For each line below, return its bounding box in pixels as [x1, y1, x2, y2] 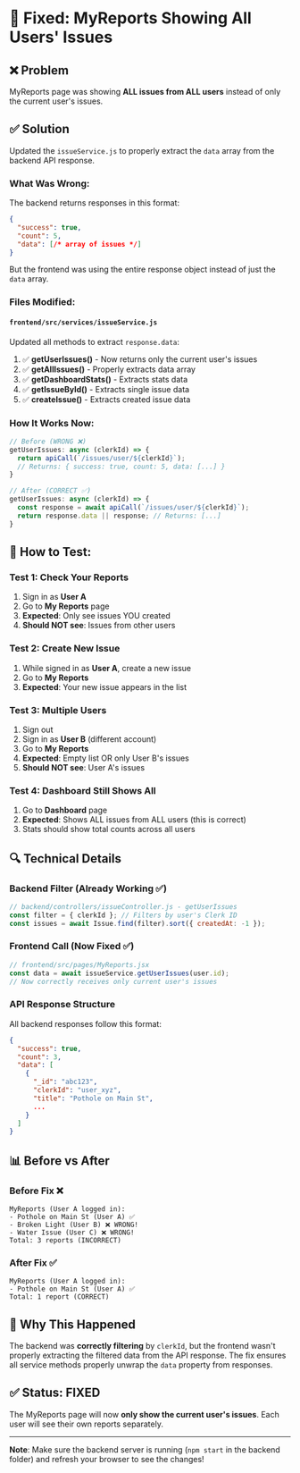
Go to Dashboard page [21, 804, 108, 816]
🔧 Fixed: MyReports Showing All [9, 8, 252, 29]
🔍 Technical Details [9, 851, 122, 866]
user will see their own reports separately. [9, 1418, 163, 1429]
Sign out [21, 724, 54, 735]
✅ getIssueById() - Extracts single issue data [21, 383, 190, 394]
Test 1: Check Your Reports [9, 571, 129, 584]
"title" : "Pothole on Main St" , [32, 1094, 154, 1103]
